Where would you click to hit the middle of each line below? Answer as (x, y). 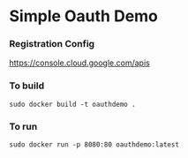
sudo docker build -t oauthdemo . (73, 104)
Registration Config (52, 44)
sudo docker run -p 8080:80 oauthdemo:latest (94, 145)
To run (23, 126)
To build (27, 86)
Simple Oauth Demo (84, 16)
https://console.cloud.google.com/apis (79, 63)
